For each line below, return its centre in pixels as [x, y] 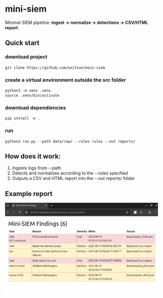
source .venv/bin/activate [32, 95]
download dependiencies [36, 107]
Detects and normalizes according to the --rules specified [70, 173]
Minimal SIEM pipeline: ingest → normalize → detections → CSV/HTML [77, 22]
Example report [29, 194]
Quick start [22, 43]
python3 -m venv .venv [28, 90]
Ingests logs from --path [37, 168]
